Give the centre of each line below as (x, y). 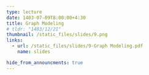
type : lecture (24, 12)
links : (15, 40)
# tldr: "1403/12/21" (34, 29)
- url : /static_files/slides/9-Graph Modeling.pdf (78, 46)
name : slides (34, 52)
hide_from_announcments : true (45, 62)
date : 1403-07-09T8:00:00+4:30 (46, 18)
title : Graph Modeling (35, 23)
